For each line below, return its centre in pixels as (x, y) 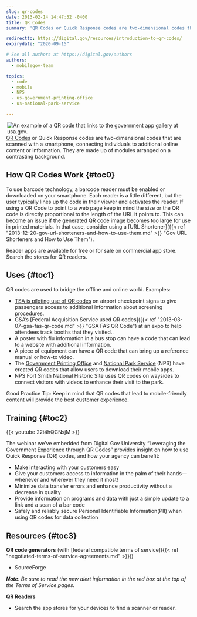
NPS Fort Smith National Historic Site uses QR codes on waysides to (97, 375)
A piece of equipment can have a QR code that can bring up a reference (101, 351)
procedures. (29, 313)
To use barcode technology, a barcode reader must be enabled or (86, 189)
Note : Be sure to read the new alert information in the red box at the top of (96, 579)
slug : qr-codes (25, 11)
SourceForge (30, 568)
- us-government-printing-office (52, 98)
